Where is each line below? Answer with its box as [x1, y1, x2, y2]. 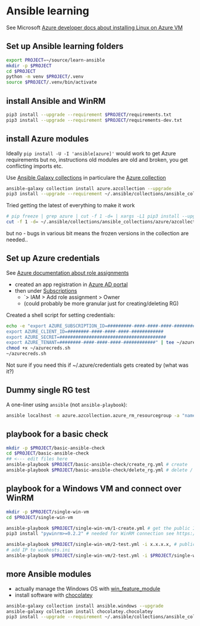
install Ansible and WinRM [6, 96, 106, 106]
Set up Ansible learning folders [6, 41, 124, 51]
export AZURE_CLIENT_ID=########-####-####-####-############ [6, 329, 164, 335]
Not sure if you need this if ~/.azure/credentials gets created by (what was [6, 361, 189, 369]
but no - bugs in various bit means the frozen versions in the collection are [6, 230, 189, 237]
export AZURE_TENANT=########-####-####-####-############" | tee [6, 339, 174, 346]
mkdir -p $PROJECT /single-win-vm [6, 509, 89, 515]
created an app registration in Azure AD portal [14, 281, 128, 288]
